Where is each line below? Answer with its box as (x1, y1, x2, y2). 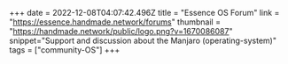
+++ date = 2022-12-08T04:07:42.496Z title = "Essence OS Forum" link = (9, 8, 280, 18)
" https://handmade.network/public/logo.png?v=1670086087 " (9, 26, 233, 36)
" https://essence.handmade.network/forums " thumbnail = (9, 17, 222, 27)
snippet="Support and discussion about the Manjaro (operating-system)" (9, 35, 277, 46)
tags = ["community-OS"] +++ (9, 45, 121, 55)
